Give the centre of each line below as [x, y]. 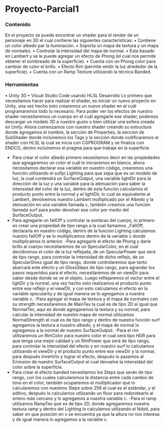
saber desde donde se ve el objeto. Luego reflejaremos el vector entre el [86, 278]
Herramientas [22, 85]
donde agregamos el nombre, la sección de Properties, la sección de [75, 132]
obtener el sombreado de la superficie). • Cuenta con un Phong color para [81, 61]
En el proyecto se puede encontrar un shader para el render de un [72, 35]
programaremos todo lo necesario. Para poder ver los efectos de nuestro [79, 111]
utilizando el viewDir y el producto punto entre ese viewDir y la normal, [84, 351]
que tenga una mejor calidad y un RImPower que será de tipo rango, [81, 341]
